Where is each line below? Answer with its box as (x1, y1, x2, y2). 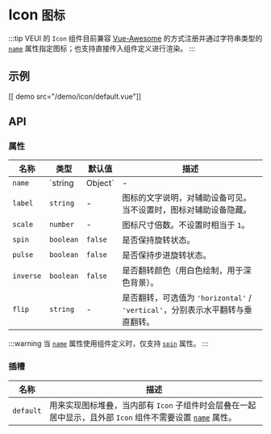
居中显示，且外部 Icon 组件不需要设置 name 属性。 (49, 411, 237, 423)
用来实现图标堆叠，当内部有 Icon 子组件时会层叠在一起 (49, 399, 256, 411)
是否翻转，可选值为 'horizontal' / (122, 293, 252, 304)
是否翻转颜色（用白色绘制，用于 (122, 265, 244, 276)
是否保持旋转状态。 (122, 234, 195, 246)
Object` (85, 178, 115, 189)
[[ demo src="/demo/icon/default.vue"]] (8, 91, 142, 101)
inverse (12, 272, 42, 280)
